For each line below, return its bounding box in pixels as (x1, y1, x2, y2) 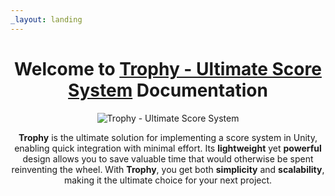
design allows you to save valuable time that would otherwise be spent (22, 152, 314, 165)
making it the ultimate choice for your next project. (63, 174, 273, 186)
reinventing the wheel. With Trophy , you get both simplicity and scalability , (11, 163, 325, 175)
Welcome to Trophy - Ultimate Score (14, 57, 322, 80)
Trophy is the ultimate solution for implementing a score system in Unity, (18, 131, 318, 143)
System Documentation (68, 79, 268, 101)
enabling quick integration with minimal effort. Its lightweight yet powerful (14, 142, 322, 154)
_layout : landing (10, 14, 83, 25)
